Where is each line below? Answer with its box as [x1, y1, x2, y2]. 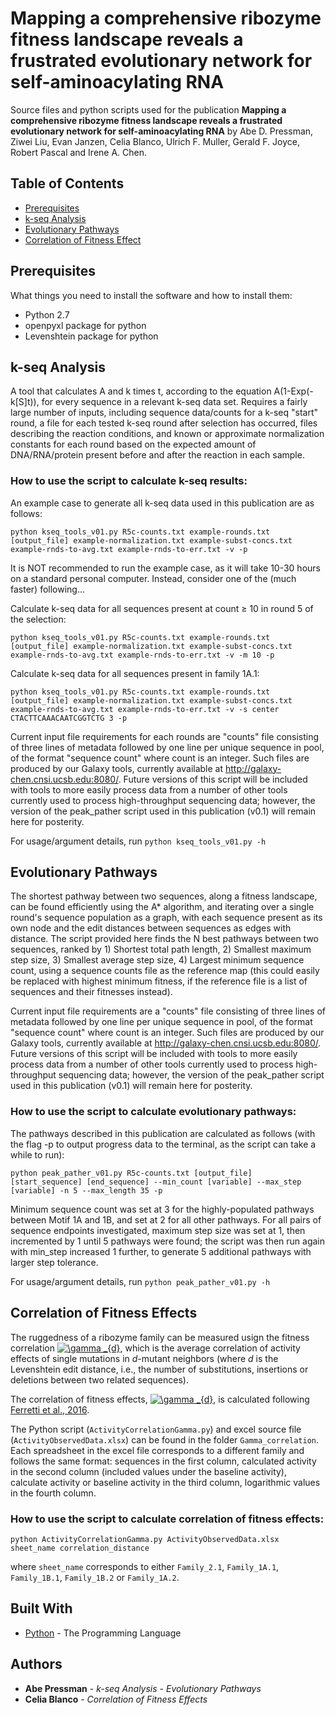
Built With [10, 1600, 73, 1617]
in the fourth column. [10, 1487, 97, 1499]
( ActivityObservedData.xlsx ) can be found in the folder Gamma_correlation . [10, 1433, 320, 1446]
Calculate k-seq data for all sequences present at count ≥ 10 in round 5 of [10, 602, 314, 614]
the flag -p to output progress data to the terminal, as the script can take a [10, 1138, 317, 1150]
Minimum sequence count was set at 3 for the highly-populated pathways [10, 1203, 315, 1215]
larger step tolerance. [10, 1256, 99, 1268]
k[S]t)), [10, 396, 40, 408]
